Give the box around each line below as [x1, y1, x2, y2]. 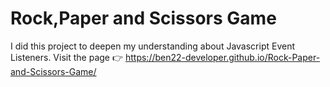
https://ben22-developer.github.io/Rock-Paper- [124, 51, 321, 63]
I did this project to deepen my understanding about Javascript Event [10, 40, 296, 52]
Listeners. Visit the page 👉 [10, 51, 124, 63]
